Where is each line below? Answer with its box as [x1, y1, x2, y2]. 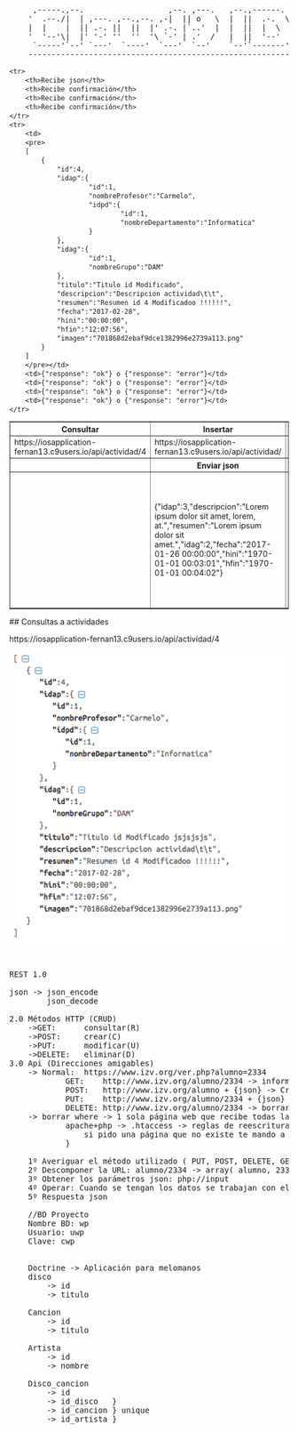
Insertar [202, 423, 233, 434]
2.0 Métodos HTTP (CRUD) [9, 1013, 117, 1024]
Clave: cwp [27, 1236, 75, 1246]
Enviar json [196, 460, 239, 471]
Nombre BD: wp [27, 1218, 90, 1228]
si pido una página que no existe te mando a [83, 1129, 286, 1139]
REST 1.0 [9, 969, 47, 979]
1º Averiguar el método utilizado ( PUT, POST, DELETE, [27, 1155, 277, 1166]
